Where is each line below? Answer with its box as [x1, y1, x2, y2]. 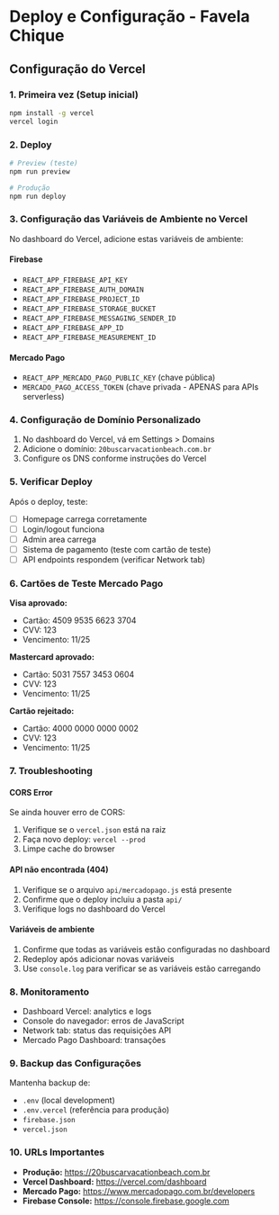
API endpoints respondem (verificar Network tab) [22, 553, 205, 564]
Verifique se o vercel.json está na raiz [22, 824, 166, 835]
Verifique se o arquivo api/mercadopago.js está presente [22, 884, 232, 895]
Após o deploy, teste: [9, 496, 88, 507]
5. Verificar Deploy [9, 475, 93, 488]
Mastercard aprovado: [9, 652, 94, 662]
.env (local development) [22, 1095, 115, 1106]
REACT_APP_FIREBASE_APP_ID [22, 323, 124, 332]
